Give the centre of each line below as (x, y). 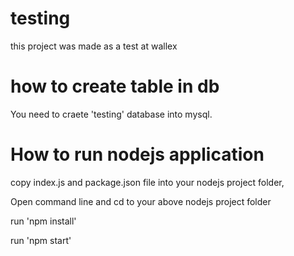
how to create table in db (115, 86)
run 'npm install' (43, 221)
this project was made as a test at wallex (94, 46)
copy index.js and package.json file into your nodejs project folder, (147, 182)
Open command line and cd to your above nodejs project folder (141, 201)
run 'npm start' (41, 240)
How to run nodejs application (137, 154)
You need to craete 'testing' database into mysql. (111, 114)
